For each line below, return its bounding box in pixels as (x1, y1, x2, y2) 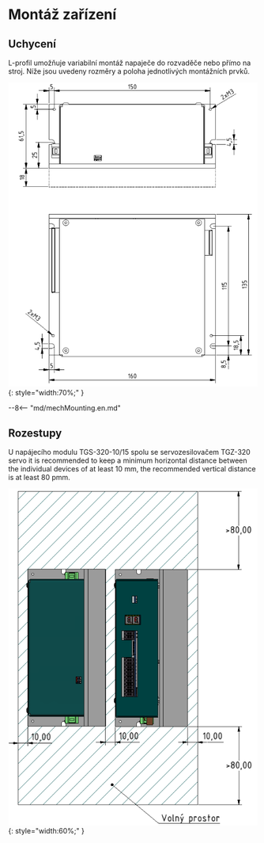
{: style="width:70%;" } (8, 388, 85, 398)
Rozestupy (8, 426, 62, 440)
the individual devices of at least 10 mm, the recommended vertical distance (8, 463, 256, 473)
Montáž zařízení (8, 6, 117, 24)
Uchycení (8, 37, 57, 51)
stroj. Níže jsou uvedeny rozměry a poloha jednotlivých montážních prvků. (8, 67, 251, 76)
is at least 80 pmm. (8, 472, 71, 482)
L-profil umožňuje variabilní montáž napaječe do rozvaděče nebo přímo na (8, 58, 251, 67)
